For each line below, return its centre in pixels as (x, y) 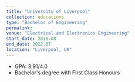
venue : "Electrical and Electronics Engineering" (68, 33)
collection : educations (35, 17)
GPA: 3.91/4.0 (31, 66)
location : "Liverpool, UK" (39, 50)
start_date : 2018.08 (31, 39)
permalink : (19, 28)
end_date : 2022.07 (28, 45)
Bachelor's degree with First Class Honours (67, 72)
